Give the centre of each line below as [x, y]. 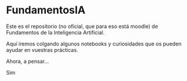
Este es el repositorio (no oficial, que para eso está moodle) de [82, 26]
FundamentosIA [46, 10]
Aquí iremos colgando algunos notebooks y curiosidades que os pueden [94, 44]
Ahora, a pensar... [27, 61]
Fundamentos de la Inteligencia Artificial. [55, 32]
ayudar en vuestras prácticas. [42, 50]
